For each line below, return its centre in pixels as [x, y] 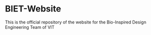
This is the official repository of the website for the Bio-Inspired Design [76, 22]
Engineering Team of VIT [30, 27]
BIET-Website [33, 9]
